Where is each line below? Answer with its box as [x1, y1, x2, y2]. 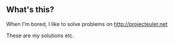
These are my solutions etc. [6, 32, 74, 39]
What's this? [6, 5, 55, 15]
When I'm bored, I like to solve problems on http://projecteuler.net [6, 20, 168, 27]
